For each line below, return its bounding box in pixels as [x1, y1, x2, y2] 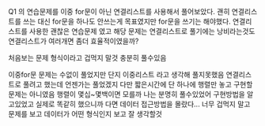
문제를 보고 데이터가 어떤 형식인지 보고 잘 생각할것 [8, 109, 162, 118]
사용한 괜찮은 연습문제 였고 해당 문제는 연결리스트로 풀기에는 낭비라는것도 [28, 27, 256, 35]
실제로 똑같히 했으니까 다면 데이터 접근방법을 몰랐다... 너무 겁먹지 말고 [35, 99, 251, 109]
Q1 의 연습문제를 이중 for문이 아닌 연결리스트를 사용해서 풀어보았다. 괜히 [8, 7, 230, 16]
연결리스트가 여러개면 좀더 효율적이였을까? [8, 36, 139, 46]
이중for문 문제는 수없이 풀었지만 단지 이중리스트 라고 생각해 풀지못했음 [8, 70, 225, 79]
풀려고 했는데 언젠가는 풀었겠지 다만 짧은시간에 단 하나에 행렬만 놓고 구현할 [22, 80, 253, 89]
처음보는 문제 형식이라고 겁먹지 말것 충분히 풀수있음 [8, 54, 167, 62]
